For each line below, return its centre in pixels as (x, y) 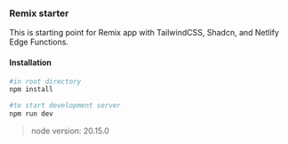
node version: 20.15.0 (70, 131)
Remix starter (39, 13)
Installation (30, 62)
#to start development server (65, 106)
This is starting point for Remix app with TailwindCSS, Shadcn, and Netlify (144, 33)
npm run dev (31, 114)
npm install (31, 90)
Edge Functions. (39, 42)
